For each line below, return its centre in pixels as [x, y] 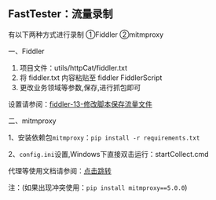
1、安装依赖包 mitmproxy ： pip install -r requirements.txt [104, 137]
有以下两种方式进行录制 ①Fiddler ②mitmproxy [86, 35]
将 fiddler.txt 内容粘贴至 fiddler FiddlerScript [91, 78]
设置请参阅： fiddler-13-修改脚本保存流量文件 [81, 104]
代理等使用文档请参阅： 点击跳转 [60, 170]
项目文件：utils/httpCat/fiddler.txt [73, 67]
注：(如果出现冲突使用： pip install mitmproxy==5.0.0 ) [98, 187]
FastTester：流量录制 [61, 14]
